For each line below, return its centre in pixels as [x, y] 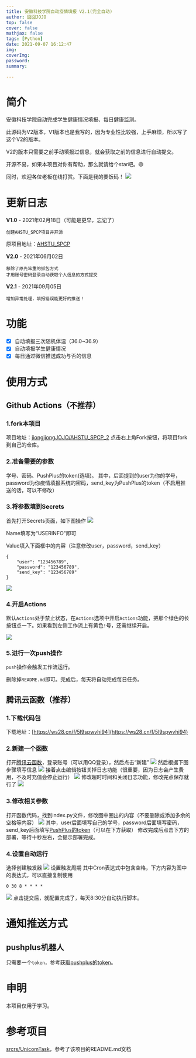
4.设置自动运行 [27, 854]
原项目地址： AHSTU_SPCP [38, 244]
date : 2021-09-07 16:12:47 [39, 45]
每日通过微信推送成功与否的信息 [53, 356]
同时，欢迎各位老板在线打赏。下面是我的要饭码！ [65, 177]
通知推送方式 [37, 924]
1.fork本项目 [23, 424]
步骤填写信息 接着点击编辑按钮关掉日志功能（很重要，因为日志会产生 [92, 770]
